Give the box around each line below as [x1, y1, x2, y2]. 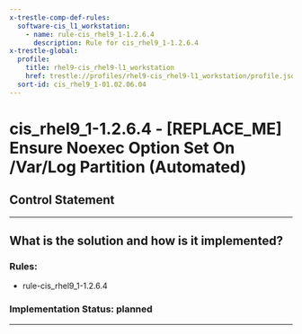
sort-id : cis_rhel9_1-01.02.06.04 [17, 80, 147, 89]
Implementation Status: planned [9, 303, 153, 315]
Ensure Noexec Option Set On [9, 137, 235, 158]
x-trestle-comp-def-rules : [9, 13, 111, 22]
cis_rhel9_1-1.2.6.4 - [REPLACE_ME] [9, 119, 282, 139]
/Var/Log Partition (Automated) [9, 156, 247, 177]
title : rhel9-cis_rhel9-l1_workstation [25, 64, 175, 73]
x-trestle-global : [9, 47, 78, 56]
